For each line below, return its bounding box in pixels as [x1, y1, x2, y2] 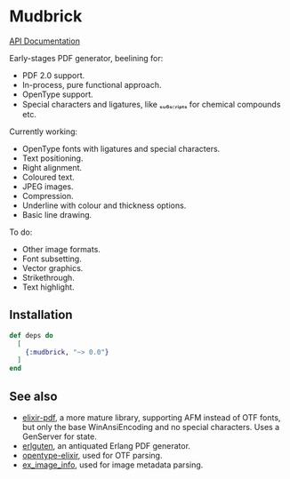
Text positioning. [21, 153, 84, 164]
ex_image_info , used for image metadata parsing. [21, 459, 204, 470]
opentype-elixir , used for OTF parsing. [21, 450, 163, 460]
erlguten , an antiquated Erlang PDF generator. [21, 440, 191, 451]
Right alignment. [21, 162, 83, 172]
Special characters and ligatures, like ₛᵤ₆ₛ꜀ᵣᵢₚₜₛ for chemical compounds [21, 99, 281, 109]
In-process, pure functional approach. [21, 79, 162, 90]
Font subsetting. [21, 253, 82, 264]
